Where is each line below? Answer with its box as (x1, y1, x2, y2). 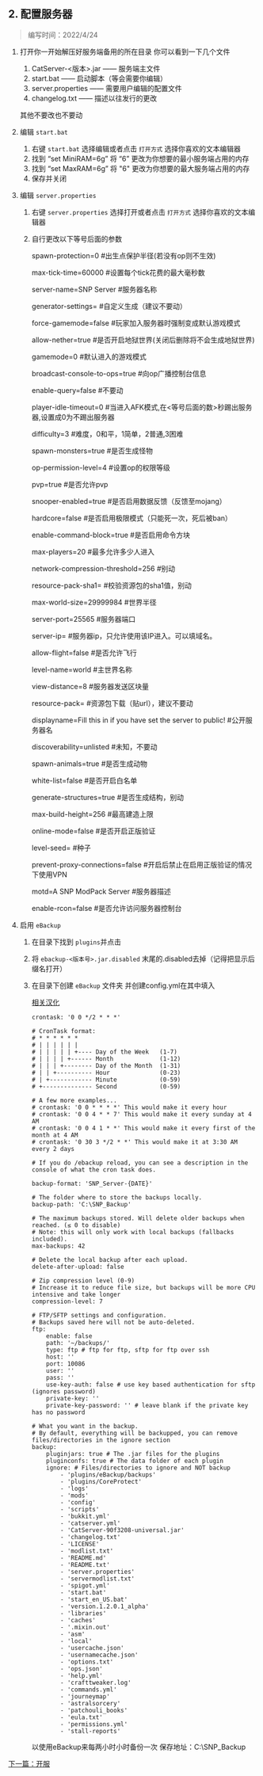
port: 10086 (46, 1359, 86, 1368)
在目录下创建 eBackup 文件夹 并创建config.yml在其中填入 (31, 981, 215, 990)
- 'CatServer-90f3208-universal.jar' (59, 1526, 185, 1534)
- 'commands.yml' (59, 1686, 117, 1694)
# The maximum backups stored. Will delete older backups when (31, 1214, 246, 1222)
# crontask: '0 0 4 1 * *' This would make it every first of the (31, 1124, 256, 1132)
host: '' (46, 1353, 75, 1361)
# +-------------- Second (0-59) (31, 1082, 181, 1091)
